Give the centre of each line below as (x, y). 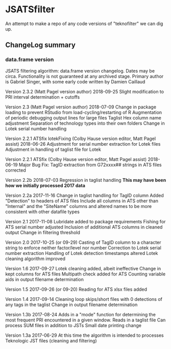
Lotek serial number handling (36, 128)
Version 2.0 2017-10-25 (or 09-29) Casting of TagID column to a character (83, 242)
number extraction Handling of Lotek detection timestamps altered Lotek (82, 253)
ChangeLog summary (40, 45)
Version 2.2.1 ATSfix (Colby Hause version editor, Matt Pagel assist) (76, 159)
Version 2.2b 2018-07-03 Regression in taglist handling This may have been (86, 180)
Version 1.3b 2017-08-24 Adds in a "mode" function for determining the (80, 314)
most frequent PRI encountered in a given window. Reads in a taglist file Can (86, 320)
